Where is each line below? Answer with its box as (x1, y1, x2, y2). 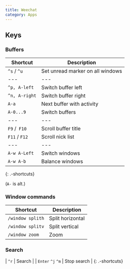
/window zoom (8, 232, 39, 238)
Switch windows (41, 150, 80, 157)
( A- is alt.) (5, 181, 26, 187)
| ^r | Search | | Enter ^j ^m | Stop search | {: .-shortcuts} (5, 258, 123, 264)
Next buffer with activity (41, 101, 99, 108)
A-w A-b (8, 159, 26, 164)
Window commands (5, 193, 56, 200)
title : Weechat (5, 7, 37, 13)
